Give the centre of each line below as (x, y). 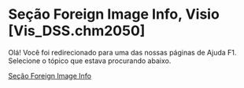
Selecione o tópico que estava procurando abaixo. (90, 61)
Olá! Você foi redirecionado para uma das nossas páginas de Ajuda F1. (122, 52)
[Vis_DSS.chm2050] (77, 31)
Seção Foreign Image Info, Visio (114, 14)
